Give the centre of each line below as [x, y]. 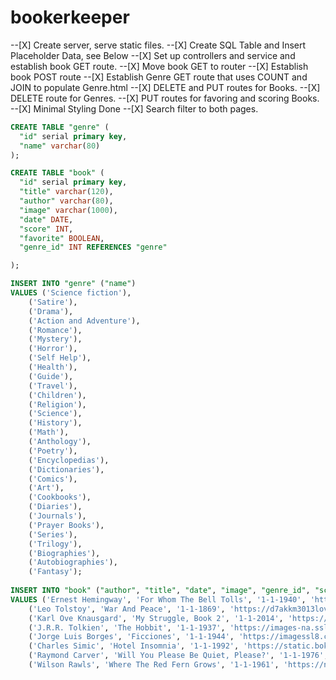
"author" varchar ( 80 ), [66, 201]
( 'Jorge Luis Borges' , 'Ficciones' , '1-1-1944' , [131, 637]
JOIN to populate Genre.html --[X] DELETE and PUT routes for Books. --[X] [165, 87]
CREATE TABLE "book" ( [57, 173]
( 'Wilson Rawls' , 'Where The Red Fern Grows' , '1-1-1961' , [154, 665]
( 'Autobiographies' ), [73, 562]
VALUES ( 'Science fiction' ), [71, 293]
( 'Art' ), [46, 488]
